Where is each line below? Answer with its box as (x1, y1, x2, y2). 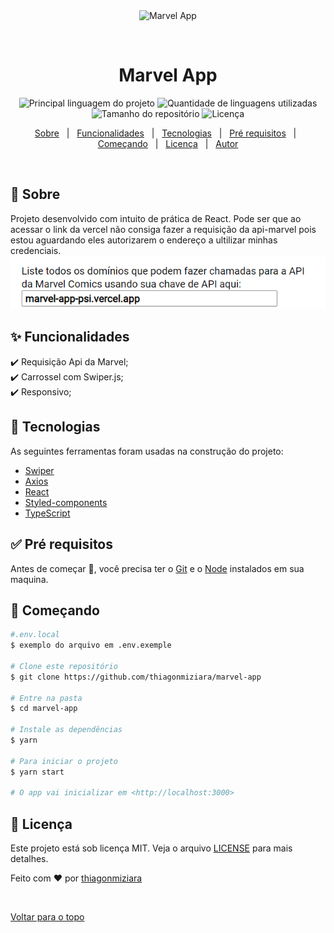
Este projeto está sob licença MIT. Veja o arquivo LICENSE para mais (10, 842, 293, 854)
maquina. (10, 573, 49, 585)
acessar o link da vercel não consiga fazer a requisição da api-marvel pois (10, 223, 317, 235)
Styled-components (24, 496, 108, 508)
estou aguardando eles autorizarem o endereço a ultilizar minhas (10, 234, 278, 246)
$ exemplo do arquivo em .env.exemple (10, 640, 172, 651)
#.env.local (10, 630, 60, 640)
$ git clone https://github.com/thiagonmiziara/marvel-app (10, 672, 262, 682)
